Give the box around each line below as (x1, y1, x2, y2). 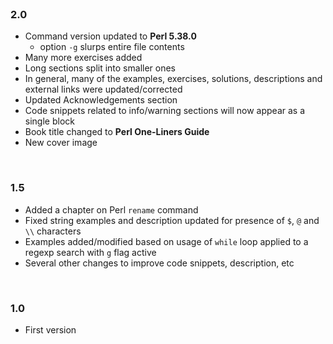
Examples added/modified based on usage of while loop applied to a (24, 235, 309, 247)
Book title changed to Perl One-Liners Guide (24, 126, 210, 138)
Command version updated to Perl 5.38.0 (24, 30, 197, 42)
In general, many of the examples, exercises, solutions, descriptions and (24, 73, 323, 85)
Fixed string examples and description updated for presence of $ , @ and (24, 214, 320, 226)
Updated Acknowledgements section (24, 94, 178, 106)
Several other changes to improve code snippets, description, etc (24, 257, 295, 269)
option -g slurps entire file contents (39, 41, 185, 53)
